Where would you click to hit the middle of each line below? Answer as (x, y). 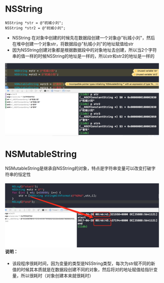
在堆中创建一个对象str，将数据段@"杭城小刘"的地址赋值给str (73, 44)
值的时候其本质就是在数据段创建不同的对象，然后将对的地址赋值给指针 (83, 269)
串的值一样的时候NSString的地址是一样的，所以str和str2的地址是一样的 (83, 56)
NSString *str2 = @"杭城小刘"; (35, 28)
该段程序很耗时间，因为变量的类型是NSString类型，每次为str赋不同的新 (83, 263)
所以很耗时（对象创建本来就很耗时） (57, 275)
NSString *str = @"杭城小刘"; (34, 23)
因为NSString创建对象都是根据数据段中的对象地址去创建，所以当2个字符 (84, 50)
